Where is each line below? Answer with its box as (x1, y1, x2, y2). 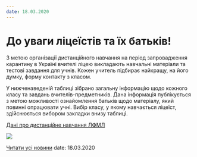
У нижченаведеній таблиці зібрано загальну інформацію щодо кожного (6, 84, 187, 92)
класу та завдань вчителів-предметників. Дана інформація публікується (6, 90, 192, 98)
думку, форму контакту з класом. (6, 73, 92, 80)
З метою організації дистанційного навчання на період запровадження (6, 54, 187, 61)
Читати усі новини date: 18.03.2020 (6, 144, 95, 151)
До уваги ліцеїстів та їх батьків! (6, 34, 171, 48)
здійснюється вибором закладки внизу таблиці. (6, 109, 128, 117)
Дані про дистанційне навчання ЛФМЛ (6, 121, 105, 128)
